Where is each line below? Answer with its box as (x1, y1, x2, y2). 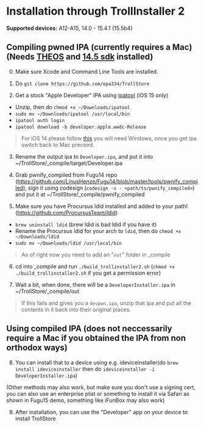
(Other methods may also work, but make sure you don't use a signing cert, (6, 383, 196, 391)
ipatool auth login (15, 117, 65, 123)
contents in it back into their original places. (21, 306, 131, 313)
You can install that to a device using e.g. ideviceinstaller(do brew (15, 359, 178, 366)
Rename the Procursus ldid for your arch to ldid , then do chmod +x (15, 227, 181, 234)
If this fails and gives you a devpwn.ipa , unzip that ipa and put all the (21, 299, 192, 306)
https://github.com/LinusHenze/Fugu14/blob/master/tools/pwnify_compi (17, 178, 198, 185)
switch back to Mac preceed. (21, 141, 94, 148)
